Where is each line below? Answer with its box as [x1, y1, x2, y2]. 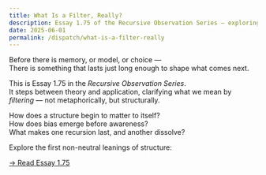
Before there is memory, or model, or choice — [9, 55, 162, 65]
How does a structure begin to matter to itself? [9, 111, 160, 121]
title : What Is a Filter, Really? [9, 11, 123, 20]
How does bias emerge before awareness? [9, 119, 148, 128]
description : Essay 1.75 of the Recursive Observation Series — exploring [9, 19, 260, 27]
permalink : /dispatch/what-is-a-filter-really [9, 33, 165, 42]
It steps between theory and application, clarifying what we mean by [9, 87, 232, 97]
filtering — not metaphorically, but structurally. [9, 95, 160, 105]
